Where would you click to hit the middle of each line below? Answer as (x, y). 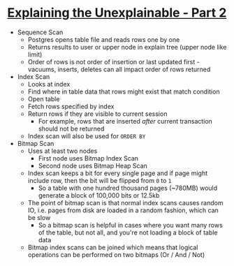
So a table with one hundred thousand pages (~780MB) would (128, 188)
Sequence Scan (40, 32)
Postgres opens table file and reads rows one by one (104, 39)
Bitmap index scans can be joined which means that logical (113, 247)
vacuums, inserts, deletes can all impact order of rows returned (119, 69)
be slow (39, 217)
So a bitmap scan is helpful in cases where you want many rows (131, 225)
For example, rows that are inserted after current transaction (125, 121)
